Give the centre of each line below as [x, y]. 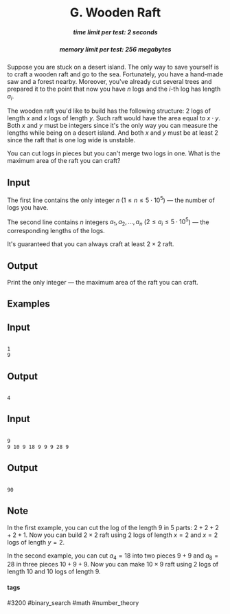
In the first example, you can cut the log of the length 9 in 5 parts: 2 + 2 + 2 [113, 527]
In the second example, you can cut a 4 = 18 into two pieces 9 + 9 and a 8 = [113, 556]
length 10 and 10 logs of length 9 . [54, 571]
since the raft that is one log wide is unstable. [71, 140]
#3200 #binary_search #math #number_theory [73, 602]
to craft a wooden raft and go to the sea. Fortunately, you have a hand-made [115, 74]
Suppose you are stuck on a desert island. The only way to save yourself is [113, 67]
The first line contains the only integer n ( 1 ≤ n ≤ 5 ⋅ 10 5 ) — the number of [111, 199]
